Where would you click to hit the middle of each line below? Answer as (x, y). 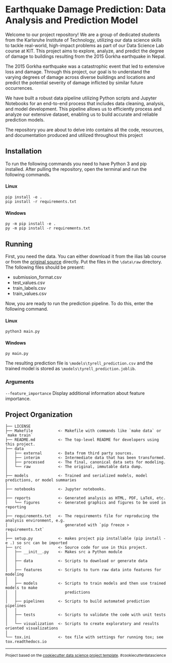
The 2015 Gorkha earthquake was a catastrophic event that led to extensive (85, 66)
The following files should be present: (45, 267)
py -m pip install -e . (31, 224)
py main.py (17, 354)
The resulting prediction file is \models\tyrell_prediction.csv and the (79, 363)
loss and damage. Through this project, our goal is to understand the (78, 72)
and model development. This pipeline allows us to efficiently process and (83, 109)
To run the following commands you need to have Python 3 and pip (76, 164)
